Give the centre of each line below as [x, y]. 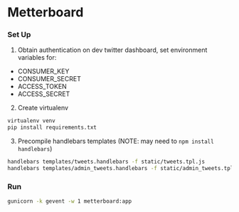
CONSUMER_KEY [43, 71]
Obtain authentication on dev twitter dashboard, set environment [112, 50]
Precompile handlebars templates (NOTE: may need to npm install [116, 141]
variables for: [37, 58]
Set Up [19, 35]
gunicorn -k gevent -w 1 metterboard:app [70, 201]
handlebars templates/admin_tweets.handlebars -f [83, 169]
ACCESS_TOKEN [42, 87]
